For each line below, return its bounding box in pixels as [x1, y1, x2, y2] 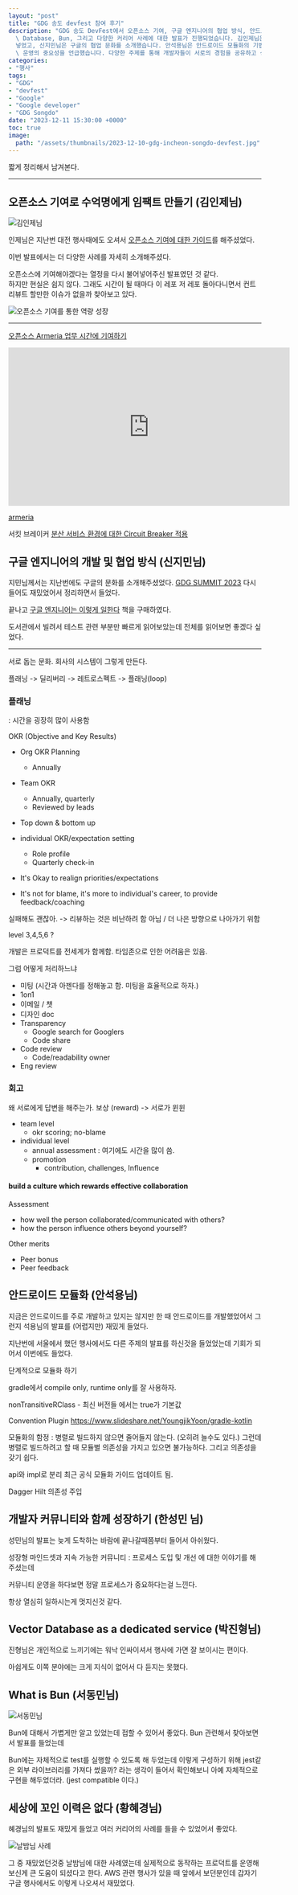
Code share [31, 1036, 71, 1045]
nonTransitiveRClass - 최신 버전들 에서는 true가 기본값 [8, 1400, 182, 1409]
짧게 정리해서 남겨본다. [8, 162, 80, 171]
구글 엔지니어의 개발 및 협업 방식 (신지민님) [8, 555, 206, 568]
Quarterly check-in [31, 858, 95, 868]
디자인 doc [19, 1010, 55, 1019]
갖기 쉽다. [8, 1452, 39, 1462]
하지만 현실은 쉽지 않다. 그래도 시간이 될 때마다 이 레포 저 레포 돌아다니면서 [8, 279, 242, 289]
